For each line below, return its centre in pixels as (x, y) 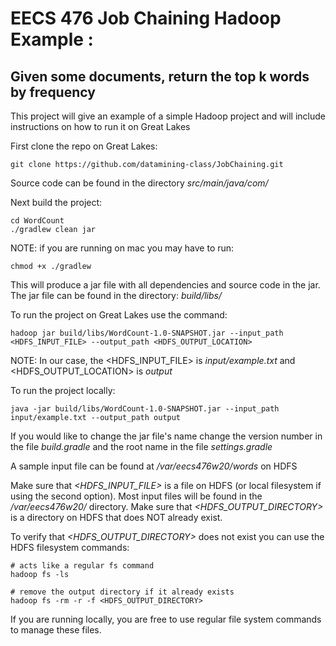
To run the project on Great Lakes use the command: (119, 315)
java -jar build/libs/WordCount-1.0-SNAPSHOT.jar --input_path (145, 409)
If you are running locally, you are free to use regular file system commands (166, 619)
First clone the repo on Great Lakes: (84, 146)
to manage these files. (56, 630)
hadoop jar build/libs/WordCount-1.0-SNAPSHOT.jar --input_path (147, 333)
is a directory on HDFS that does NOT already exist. (116, 517)
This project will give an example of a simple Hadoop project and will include (168, 116)
